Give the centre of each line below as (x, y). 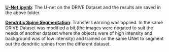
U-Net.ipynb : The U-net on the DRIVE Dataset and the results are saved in (83, 7)
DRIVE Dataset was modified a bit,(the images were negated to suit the (79, 28)
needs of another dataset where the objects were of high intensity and (79, 33)
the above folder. (23, 13)
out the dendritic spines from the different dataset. (58, 44)
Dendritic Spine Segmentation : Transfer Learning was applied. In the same (84, 22)
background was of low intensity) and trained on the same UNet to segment (84, 38)
